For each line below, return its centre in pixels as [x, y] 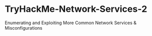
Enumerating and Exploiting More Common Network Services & [71, 23]
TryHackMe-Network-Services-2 [76, 9]
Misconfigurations [23, 28]
